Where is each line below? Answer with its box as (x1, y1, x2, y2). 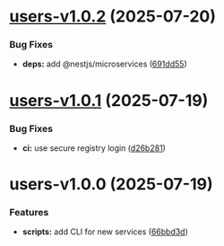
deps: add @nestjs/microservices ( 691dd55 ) (22, 58, 187, 69)
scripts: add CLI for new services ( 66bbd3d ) (22, 226, 188, 237)
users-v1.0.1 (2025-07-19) (9, 90, 209, 110)
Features (9, 206, 49, 219)
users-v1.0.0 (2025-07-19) (9, 174, 213, 195)
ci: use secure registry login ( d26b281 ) (22, 142, 166, 154)
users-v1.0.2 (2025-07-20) (9, 6, 217, 27)
